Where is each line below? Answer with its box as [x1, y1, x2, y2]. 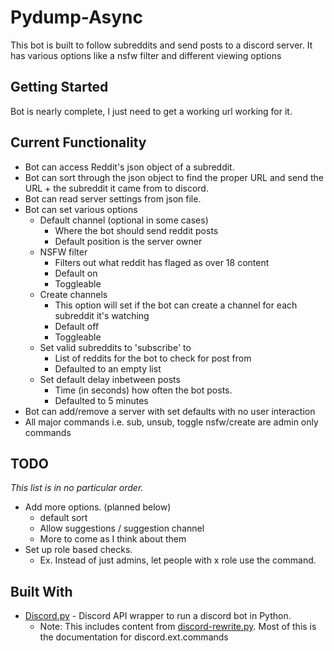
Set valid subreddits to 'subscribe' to [39, 341, 192, 353]
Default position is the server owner [54, 235, 203, 247]
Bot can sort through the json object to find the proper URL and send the [24, 171, 324, 183]
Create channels [39, 288, 108, 300]
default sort [39, 512, 88, 524]
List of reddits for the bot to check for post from [54, 352, 252, 364]
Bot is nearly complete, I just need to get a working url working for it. [10, 105, 293, 117]
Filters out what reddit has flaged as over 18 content [54, 256, 270, 268]
